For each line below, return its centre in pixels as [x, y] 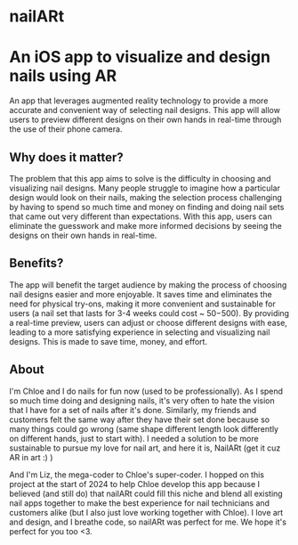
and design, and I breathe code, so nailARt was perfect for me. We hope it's [148, 522]
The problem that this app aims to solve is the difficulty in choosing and [140, 178]
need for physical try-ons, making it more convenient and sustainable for [142, 304]
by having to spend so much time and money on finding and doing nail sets [147, 207]
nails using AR [63, 76]
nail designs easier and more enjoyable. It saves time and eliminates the [141, 294]
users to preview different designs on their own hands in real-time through [145, 120]
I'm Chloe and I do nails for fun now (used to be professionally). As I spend [146, 391]
